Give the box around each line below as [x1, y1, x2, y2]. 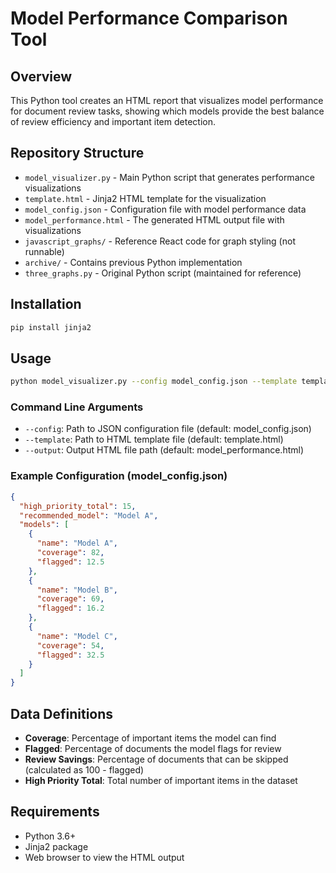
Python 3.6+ [24, 830, 77, 842]
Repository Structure [10, 145, 145, 162]
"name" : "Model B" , [36, 585, 118, 595]
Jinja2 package [24, 840, 89, 852]
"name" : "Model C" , [36, 631, 118, 641]
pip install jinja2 [10, 322, 92, 332]
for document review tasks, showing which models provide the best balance [10, 105, 325, 117]
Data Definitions [10, 705, 114, 722]
